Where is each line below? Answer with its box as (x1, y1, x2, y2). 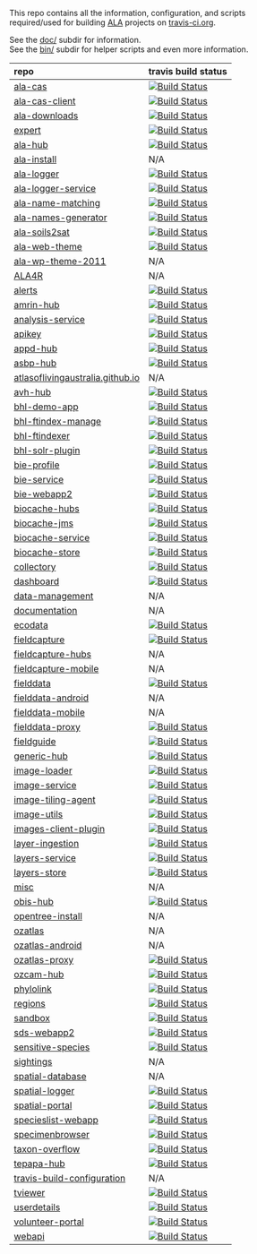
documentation (13, 605, 78, 616)
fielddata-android (13, 691, 90, 704)
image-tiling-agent (13, 794, 96, 805)
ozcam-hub (13, 968, 64, 980)
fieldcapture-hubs (13, 648, 92, 660)
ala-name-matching (13, 197, 101, 209)
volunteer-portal (13, 1215, 85, 1228)
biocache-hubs (13, 502, 81, 514)
